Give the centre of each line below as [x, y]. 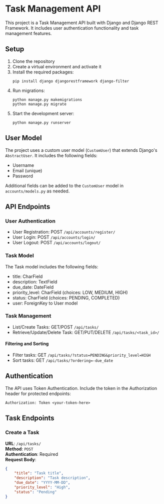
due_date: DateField [33, 287]
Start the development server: [43, 113]
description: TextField [35, 281]
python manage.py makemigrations [47, 99]
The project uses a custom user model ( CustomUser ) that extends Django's [81, 150]
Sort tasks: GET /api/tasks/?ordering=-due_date [63, 360]
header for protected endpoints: [38, 393]
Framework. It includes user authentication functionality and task [72, 28]
